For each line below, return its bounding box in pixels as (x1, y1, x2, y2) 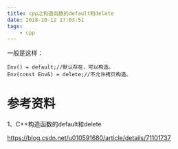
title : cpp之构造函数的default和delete (7, 10, 114, 17)
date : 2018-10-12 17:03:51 (7, 16, 85, 23)
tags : (7, 23, 23, 30)
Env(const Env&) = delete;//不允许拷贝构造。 (7, 71, 132, 78)
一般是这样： (7, 49, 43, 57)
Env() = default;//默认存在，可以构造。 (7, 64, 114, 71)
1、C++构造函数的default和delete (7, 120, 102, 128)
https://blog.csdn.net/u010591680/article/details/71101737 (7, 134, 171, 142)
